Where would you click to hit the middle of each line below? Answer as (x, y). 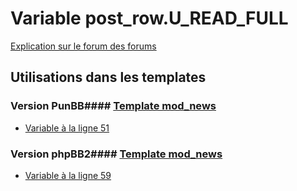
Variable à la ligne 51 (67, 128)
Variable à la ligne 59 (68, 175)
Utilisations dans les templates (108, 77)
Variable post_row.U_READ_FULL (149, 18)
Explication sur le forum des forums (83, 46)
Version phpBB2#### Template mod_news (116, 154)
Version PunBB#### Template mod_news (113, 106)
